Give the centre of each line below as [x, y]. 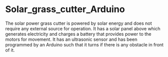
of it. [10, 50]
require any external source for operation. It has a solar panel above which [83, 28]
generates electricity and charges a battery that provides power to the [78, 34]
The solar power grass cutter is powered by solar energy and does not [79, 23]
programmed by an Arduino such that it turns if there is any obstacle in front [85, 44]
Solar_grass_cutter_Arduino [65, 9]
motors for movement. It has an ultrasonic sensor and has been [71, 39]
